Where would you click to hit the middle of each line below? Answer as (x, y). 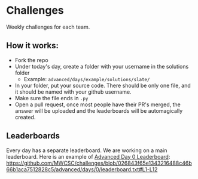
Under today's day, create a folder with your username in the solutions (102, 66)
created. (25, 117)
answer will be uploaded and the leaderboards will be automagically (99, 110)
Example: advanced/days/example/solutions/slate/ (87, 79)
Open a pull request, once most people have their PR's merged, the (98, 104)
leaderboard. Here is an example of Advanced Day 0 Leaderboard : (88, 156)
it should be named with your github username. (73, 92)
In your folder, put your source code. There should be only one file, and (103, 85)
